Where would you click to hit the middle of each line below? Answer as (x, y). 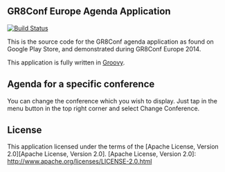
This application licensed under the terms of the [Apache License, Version (113, 147)
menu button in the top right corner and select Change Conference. (103, 108)
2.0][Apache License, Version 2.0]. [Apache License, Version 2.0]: (101, 154)
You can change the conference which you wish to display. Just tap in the (112, 101)
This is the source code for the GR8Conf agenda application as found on (111, 42)
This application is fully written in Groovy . (66, 62)
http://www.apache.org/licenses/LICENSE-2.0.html (80, 162)
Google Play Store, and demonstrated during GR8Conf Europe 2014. (104, 49)
